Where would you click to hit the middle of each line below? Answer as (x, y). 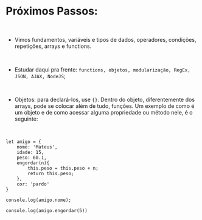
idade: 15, (30, 152)
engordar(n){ (33, 163)
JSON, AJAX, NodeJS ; (40, 76)
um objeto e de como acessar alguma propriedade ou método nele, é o (103, 112)
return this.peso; (51, 173)
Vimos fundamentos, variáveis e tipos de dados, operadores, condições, (105, 39)
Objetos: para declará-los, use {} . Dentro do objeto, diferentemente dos (105, 99)
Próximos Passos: (52, 11)
